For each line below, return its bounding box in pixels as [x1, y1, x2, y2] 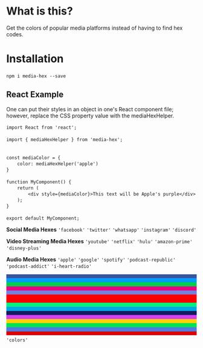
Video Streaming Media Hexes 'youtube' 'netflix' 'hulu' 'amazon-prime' [6, 237, 193, 245]
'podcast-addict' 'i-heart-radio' [6, 263, 92, 269]
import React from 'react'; [6, 124, 77, 131]
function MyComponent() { [6, 179, 71, 185]
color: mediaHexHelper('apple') [17, 160, 98, 167]
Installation [6, 52, 64, 66]
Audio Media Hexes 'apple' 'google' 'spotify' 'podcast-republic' [6, 255, 176, 263]
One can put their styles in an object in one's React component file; [6, 105, 174, 113]
